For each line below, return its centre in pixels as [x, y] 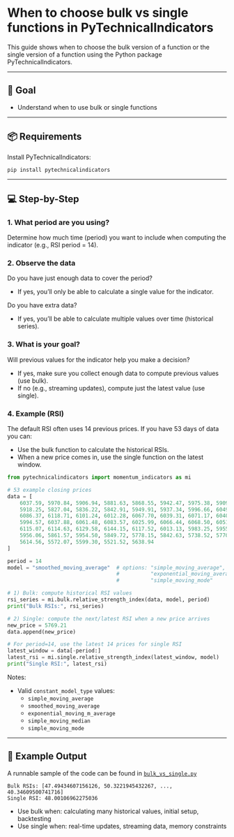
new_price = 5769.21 [37, 625]
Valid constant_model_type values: [66, 690]
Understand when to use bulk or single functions [87, 107]
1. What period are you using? [58, 222]
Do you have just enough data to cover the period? [80, 278]
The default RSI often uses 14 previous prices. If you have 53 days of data [113, 429]
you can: [20, 436]
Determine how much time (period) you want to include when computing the [117, 238]
